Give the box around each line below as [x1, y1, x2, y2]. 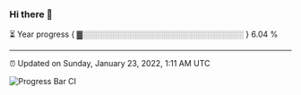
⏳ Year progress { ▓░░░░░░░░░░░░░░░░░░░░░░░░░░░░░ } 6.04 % [9, 29, 279, 39]
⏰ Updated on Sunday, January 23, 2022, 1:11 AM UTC [9, 58, 211, 69]
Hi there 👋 [9, 8, 54, 21]
